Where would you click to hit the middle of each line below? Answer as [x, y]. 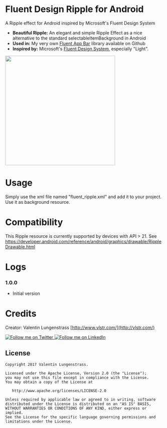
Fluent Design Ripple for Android [74, 9]
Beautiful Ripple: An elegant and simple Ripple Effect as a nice [77, 33]
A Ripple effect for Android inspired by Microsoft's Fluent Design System [80, 23]
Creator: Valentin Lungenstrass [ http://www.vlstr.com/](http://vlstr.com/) [80, 328]
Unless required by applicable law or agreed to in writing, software [80, 400]
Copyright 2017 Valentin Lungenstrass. [47, 365]
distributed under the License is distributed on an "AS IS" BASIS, [78, 404]
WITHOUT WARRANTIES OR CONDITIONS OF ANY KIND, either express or [76, 408]
